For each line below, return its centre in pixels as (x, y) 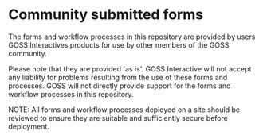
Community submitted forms (106, 15)
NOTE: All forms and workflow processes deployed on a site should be (124, 110)
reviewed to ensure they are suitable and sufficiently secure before (118, 118)
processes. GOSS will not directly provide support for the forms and (120, 86)
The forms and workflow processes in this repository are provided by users (132, 37)
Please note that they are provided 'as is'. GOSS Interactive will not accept (130, 68)
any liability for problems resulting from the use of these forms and (118, 77)
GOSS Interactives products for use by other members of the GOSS (119, 44)
